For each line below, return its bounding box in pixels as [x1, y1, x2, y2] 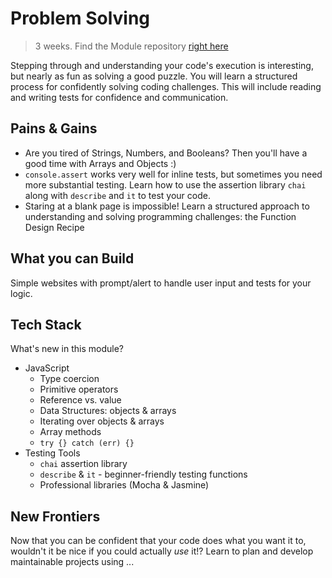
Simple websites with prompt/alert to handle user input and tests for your [10, 277, 312, 289]
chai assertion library [39, 458, 128, 470]
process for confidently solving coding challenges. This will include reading [10, 80, 322, 92]
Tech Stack [10, 316, 82, 333]
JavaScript [24, 362, 70, 374]
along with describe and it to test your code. [24, 189, 211, 201]
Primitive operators [39, 383, 119, 396]
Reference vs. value [39, 394, 122, 406]
